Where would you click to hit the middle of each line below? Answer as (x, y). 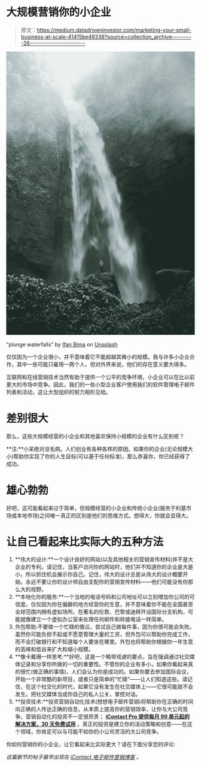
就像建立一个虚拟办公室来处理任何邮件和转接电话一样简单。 (94, 619)
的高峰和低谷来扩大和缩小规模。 (54, 649)
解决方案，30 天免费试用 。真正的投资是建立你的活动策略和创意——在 (101, 724)
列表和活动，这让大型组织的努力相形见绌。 (59, 392)
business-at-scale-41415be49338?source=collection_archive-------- (106, 37)
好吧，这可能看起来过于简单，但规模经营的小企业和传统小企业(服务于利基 (96, 508)
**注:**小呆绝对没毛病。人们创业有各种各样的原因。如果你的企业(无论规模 (97, 449)
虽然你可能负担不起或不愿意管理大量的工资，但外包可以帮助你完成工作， (104, 634)
